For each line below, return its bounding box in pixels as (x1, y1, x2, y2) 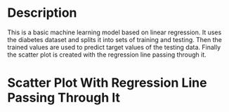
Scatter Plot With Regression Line (7, 75, 207, 91)
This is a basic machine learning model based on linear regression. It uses (7, 28, 222, 36)
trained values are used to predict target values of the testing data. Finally (7, 43, 221, 51)
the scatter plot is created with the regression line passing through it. (7, 50, 207, 59)
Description (7, 5, 77, 21)
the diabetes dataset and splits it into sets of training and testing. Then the (7, 35, 223, 43)
